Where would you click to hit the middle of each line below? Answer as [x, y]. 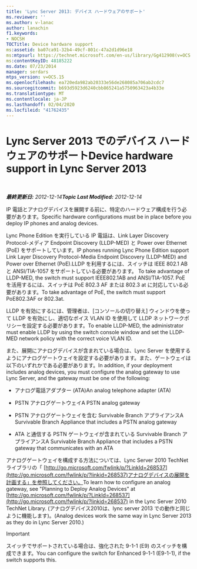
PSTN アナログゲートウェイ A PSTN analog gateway [77, 403]
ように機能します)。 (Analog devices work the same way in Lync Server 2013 [99, 516]
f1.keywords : [22, 34]
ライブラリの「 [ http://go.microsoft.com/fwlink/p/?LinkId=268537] [87, 468]
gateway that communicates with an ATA [64, 448]
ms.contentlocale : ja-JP [36, 99]
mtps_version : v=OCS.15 [35, 77]
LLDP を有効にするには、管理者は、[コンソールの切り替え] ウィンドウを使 [96, 311]
